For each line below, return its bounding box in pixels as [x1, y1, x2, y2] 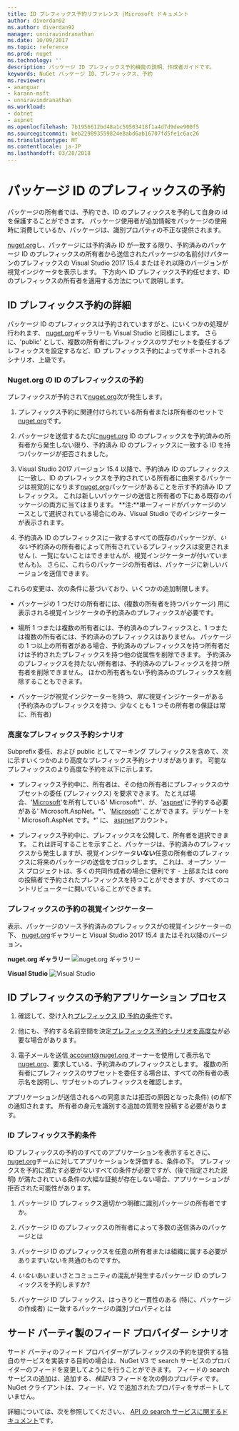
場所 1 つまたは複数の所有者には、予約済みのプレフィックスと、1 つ [17, 624, 215, 632]
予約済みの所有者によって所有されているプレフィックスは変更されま [30, 542, 230, 551]
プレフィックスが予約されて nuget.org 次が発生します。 [7, 393, 166, 401]
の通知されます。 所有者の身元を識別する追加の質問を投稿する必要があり [7, 1102, 221, 1111]
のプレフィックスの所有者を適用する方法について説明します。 [7, 276, 188, 285]
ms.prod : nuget [7, 51, 53, 58]
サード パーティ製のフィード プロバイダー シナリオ [7, 1327, 229, 1339]
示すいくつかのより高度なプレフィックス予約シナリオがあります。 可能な [13, 756, 227, 764]
